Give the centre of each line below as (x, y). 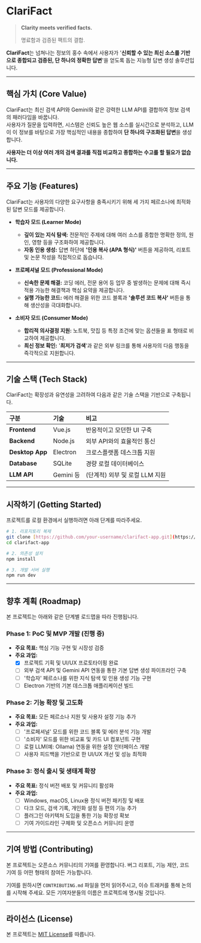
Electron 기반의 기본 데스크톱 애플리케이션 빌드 (79, 685)
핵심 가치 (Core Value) (46, 94)
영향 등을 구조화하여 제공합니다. (69, 242)
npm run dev (21, 575)
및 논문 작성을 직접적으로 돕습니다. (64, 257)
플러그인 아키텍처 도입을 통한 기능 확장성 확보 (77, 815)
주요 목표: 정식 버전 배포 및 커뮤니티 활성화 (64, 785)
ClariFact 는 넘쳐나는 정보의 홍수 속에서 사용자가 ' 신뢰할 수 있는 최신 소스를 (93, 53)
